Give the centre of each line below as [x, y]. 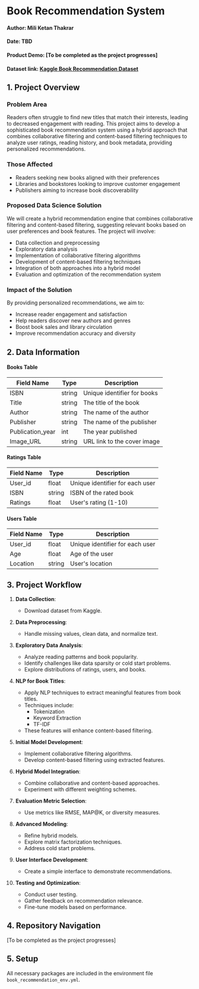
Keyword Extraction [57, 718]
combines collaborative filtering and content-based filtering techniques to [97, 136]
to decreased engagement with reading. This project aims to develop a [93, 124]
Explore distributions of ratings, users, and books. [85, 669]
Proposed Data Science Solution [54, 206]
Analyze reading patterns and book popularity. [81, 657]
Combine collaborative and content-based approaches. [92, 783]
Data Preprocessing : [41, 622]
